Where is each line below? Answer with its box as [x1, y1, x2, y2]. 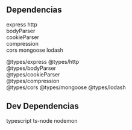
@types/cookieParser [6, 70, 60, 78]
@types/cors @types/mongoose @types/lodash [6, 84, 126, 91]
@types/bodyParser [6, 64, 56, 72]
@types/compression [6, 77, 60, 84]
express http [6, 20, 37, 28]
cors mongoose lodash [6, 46, 63, 54]
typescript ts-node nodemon [6, 117, 78, 124]
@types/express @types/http [6, 58, 80, 65]
